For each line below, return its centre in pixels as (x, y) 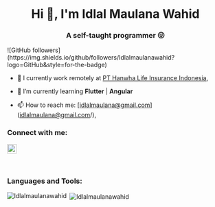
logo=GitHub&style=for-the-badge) (57, 65)
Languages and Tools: (45, 181)
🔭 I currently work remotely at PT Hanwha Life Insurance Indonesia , (113, 78)
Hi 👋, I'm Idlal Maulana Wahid (115, 14)
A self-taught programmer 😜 (115, 36)
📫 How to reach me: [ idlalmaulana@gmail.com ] (84, 105)
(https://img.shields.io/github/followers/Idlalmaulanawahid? (91, 58)
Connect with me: (37, 133)
